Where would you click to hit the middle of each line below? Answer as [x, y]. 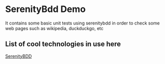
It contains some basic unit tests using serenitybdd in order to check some [82, 23]
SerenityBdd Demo [46, 9]
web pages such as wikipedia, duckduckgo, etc [55, 28]
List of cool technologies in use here [63, 44]
